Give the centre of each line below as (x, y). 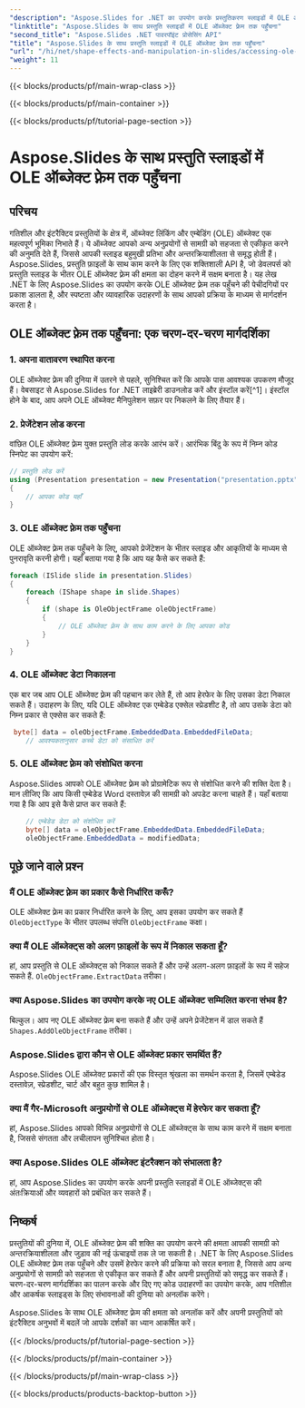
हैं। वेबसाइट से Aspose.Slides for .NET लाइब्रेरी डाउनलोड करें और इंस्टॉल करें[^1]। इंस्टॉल (149, 389)
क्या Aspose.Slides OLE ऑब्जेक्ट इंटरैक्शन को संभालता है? (116, 1163)
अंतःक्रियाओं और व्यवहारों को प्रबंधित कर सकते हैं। (81, 1192)
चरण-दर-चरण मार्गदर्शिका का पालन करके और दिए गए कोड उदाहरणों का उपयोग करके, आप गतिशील (151, 1285)
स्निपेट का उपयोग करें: (41, 454)
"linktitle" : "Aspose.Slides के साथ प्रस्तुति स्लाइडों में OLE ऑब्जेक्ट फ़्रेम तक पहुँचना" (146, 26)
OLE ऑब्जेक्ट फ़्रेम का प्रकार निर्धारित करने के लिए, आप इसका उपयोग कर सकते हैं (126, 912)
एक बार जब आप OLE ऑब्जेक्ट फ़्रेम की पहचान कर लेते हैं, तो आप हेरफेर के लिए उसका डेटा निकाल (150, 694)
